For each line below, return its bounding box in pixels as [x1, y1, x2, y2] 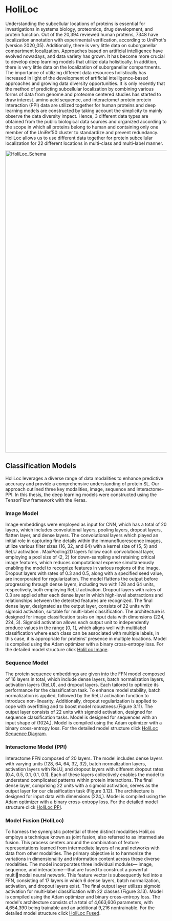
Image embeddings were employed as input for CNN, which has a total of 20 [5, 521, 167, 528]
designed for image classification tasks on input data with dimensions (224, [5, 614, 165, 620]
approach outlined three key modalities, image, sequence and [5, 486, 136, 492]
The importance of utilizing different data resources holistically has [5, 69, 147, 75]
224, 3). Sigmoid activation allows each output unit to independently [5, 619, 149, 626]
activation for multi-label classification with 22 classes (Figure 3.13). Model [5, 888, 163, 894]
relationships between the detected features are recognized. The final [5, 597, 153, 604]
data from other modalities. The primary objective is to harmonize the [5, 850, 152, 856]
